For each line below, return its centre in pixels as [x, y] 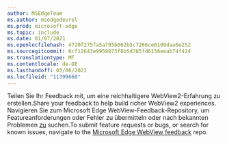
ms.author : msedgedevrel [42, 20]
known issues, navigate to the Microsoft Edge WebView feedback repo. [108, 132]
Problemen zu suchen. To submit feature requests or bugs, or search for [108, 125]
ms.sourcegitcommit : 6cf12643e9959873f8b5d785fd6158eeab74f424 [99, 52]
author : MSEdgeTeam [35, 13]
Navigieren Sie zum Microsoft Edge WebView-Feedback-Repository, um [108, 110]
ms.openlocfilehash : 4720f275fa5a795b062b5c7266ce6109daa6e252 [99, 45]
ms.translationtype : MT [41, 58]
